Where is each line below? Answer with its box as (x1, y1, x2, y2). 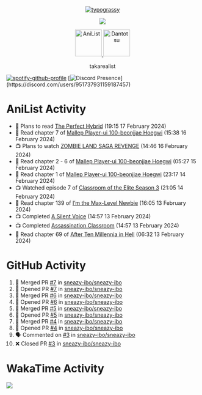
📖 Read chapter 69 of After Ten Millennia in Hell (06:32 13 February (15, 231, 184, 238)
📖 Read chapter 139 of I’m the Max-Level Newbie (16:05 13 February (15, 199, 186, 207)
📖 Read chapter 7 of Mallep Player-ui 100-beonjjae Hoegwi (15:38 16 (15, 128, 187, 136)
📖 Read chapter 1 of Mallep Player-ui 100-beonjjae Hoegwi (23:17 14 (15, 171, 186, 178)
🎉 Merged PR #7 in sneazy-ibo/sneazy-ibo (15, 278, 122, 286)
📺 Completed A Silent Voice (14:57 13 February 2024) (15, 212, 151, 220)
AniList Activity (6, 102, 87, 116)
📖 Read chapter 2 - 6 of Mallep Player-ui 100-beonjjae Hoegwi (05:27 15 (15, 157, 197, 164)
